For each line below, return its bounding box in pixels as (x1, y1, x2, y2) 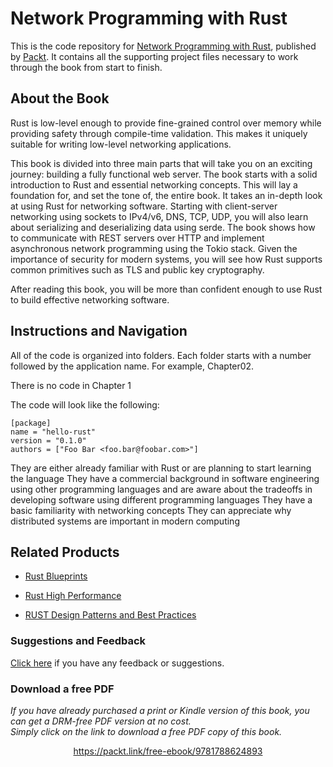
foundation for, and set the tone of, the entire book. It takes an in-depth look (10, 189, 323, 201)
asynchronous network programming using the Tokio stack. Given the (10, 242, 298, 254)
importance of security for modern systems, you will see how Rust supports (10, 253, 323, 265)
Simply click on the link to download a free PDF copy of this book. (10, 725, 283, 737)
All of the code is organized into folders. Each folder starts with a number (10, 349, 312, 361)
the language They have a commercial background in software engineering (10, 472, 320, 484)
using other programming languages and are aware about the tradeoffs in (10, 483, 313, 495)
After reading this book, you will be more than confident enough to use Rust (10, 283, 323, 295)
